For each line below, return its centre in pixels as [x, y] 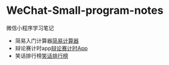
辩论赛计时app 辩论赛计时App [51, 48]
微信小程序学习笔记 [30, 28]
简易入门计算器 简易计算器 [47, 40]
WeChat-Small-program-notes [85, 11]
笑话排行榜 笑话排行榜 [41, 55]
